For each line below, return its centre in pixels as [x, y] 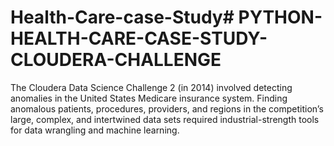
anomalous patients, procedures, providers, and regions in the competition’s [167, 108]
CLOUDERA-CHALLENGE [116, 60]
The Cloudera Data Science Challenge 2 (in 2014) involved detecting [151, 87]
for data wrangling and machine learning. [95, 130]
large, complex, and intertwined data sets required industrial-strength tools [165, 119]
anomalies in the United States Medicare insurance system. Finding [149, 98]
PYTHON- [280, 17]
